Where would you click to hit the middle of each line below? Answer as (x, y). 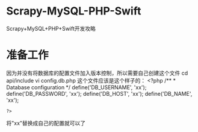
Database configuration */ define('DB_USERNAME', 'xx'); (76, 87)
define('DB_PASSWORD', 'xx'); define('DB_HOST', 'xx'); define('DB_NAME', (99, 93)
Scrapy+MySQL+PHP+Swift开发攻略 (51, 28)
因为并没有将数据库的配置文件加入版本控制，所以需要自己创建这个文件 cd (97, 73)
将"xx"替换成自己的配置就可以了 (46, 123)
